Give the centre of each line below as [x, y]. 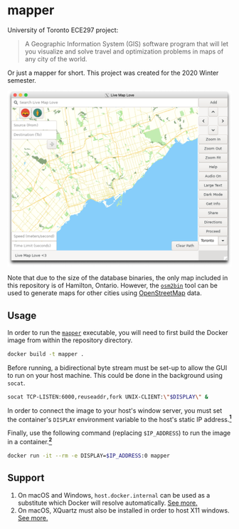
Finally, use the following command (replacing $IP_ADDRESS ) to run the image [119, 433]
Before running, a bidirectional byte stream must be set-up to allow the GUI [117, 368]
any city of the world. [56, 58]
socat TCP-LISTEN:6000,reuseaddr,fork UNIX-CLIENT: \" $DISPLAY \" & [108, 397]
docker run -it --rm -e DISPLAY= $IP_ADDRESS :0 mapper [89, 456]
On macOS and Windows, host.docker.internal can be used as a [114, 495]
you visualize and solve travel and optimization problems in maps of [124, 51]
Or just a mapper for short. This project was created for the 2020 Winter [113, 73]
